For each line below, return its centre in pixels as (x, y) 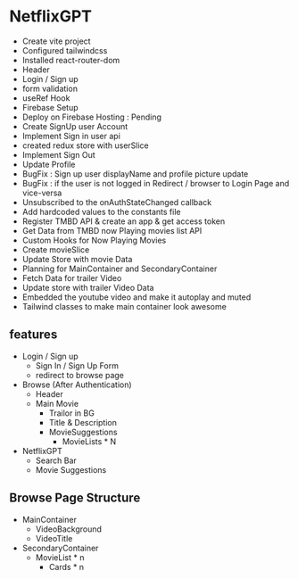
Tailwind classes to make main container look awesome (124, 306)
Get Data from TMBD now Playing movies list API (112, 230)
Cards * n (66, 567)
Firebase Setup (50, 107)
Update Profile (49, 164)
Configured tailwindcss (65, 50)
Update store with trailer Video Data (88, 287)
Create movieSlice (56, 249)
